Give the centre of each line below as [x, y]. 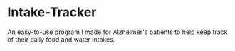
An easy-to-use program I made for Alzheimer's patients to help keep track [117, 32]
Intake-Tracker [52, 12]
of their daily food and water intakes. [61, 39]
